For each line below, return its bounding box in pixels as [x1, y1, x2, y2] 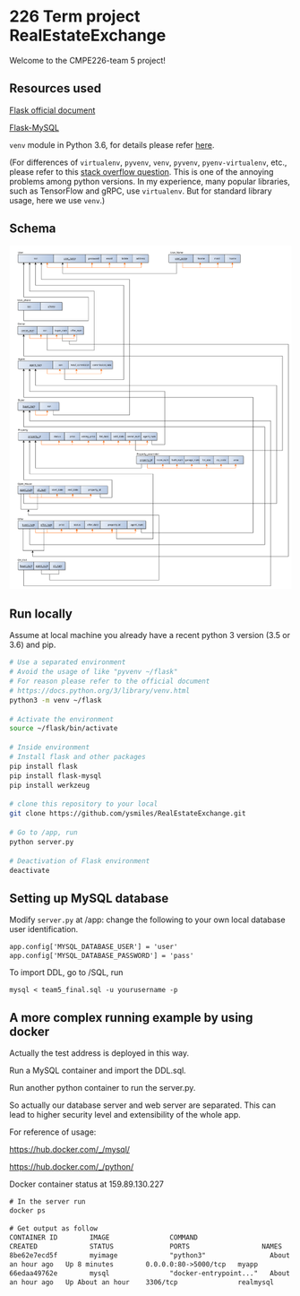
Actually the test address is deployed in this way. [9, 1048, 190, 1058]
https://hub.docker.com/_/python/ [9, 1162, 134, 1172]
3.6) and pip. [9, 639, 56, 651]
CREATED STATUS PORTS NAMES [9, 1242, 282, 1251]
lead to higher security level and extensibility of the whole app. [9, 1110, 241, 1120]
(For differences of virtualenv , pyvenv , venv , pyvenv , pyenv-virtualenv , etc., [9, 157, 287, 168]
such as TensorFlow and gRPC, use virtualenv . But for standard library [9, 186, 272, 196]
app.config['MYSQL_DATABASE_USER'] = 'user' [9, 943, 178, 952]
